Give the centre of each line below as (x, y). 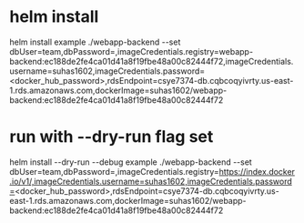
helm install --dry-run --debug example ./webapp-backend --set (131, 162)
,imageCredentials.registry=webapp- (184, 51)
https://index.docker (257, 171)
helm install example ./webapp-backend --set (95, 42)
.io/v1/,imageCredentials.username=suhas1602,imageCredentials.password (151, 181)
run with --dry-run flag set (111, 137)
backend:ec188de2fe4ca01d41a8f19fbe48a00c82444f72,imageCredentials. (152, 61)
